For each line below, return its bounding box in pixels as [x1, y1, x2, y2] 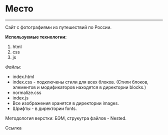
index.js [12, 94, 29, 100]
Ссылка [5, 124, 22, 130]
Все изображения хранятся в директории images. [12, 100, 119, 106]
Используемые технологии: [5, 33, 67, 40]
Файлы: [5, 63, 21, 70]
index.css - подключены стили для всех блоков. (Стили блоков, [12, 78, 149, 85]
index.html [12, 73, 34, 79]
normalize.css [12, 89, 41, 95]
